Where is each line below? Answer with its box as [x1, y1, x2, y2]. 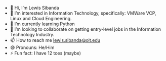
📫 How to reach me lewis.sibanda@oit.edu [10, 37, 100, 43]
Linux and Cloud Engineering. [10, 16, 72, 21]
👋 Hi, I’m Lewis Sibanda [10, 5, 59, 11]
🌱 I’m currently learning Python [10, 21, 75, 27]
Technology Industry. [10, 32, 55, 37]
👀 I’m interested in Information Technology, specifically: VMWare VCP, [10, 10, 156, 16]
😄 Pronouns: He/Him [10, 44, 55, 50]
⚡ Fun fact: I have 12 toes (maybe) [10, 50, 81, 56]
